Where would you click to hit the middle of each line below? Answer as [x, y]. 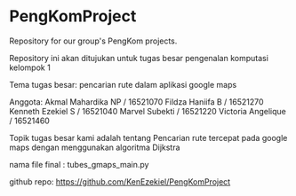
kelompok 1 [30, 67]
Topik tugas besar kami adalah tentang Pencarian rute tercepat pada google [148, 137]
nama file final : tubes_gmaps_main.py [79, 164]
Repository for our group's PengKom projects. [93, 41]
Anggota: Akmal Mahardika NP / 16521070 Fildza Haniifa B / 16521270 [136, 102]
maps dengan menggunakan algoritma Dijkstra [95, 147]
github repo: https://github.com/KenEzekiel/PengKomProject [120, 181]
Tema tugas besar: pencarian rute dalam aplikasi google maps [123, 84]
